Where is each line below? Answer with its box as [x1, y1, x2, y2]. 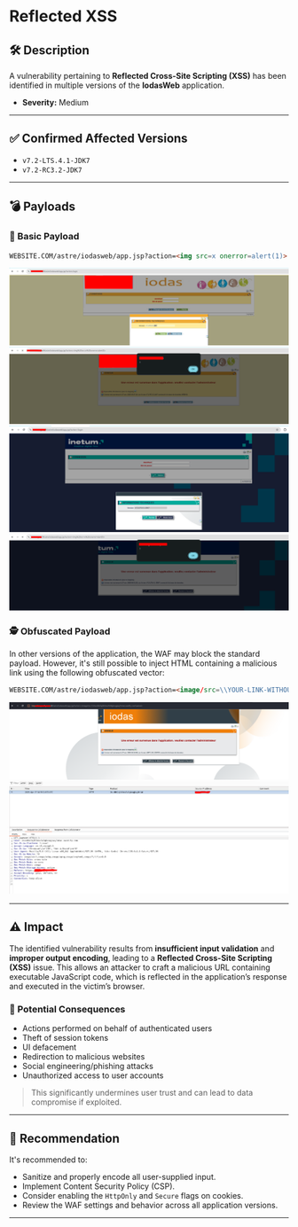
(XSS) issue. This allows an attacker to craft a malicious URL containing [9, 962, 271, 973]
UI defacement [21, 1042, 77, 1052]
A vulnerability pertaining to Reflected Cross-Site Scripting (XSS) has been [9, 71, 286, 81]
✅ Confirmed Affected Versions [9, 131, 188, 146]
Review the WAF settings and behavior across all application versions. [21, 1200, 278, 1211]
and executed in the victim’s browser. [9, 981, 145, 991]
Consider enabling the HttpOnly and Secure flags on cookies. [21, 1191, 244, 1201]
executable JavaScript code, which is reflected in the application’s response [9, 971, 287, 981]
